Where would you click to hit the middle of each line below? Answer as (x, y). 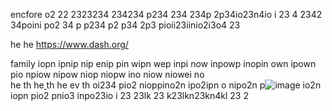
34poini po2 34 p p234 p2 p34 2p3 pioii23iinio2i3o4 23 (125, 25)
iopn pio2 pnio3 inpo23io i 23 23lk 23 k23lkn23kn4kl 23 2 (129, 95)
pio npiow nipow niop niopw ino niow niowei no (107, 74)
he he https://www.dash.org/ (69, 44)
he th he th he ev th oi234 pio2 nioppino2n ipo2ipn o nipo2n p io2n (166, 85)
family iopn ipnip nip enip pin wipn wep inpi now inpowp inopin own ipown (163, 63)
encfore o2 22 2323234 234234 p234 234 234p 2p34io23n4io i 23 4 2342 (166, 14)
